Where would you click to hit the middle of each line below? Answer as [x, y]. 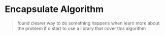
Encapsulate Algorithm [54, 9]
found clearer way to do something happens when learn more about [88, 23]
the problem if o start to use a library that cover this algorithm [81, 28]
